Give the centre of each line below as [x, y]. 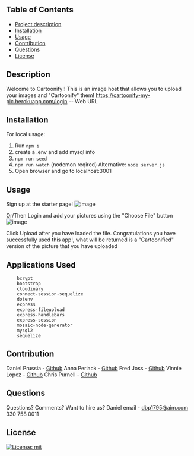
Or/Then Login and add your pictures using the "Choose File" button [90, 216]
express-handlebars [41, 315]
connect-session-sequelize [50, 294]
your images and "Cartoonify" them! [50, 95]
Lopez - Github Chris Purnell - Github [52, 375]
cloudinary [30, 289]
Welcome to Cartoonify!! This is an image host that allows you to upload [94, 89]
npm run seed [31, 159]
